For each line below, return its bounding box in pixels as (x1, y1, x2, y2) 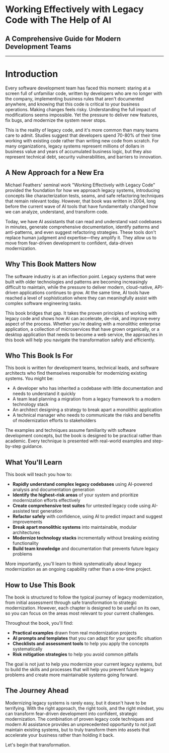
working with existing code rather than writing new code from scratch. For (5, 137, 159, 143)
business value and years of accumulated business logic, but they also (5, 148, 152, 155)
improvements (12, 519, 43, 525)
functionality (12, 540, 39, 546)
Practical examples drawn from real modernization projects (12, 630, 137, 636)
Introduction (5, 68, 58, 80)
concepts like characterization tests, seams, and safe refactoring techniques (5, 192, 164, 198)
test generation (31, 508, 63, 514)
